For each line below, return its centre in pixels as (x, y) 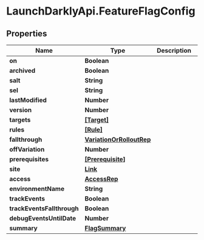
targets (20, 120)
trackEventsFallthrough (44, 208)
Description (174, 51)
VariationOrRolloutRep (118, 139)
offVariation (27, 149)
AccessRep (101, 179)
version (21, 110)
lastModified (28, 100)
